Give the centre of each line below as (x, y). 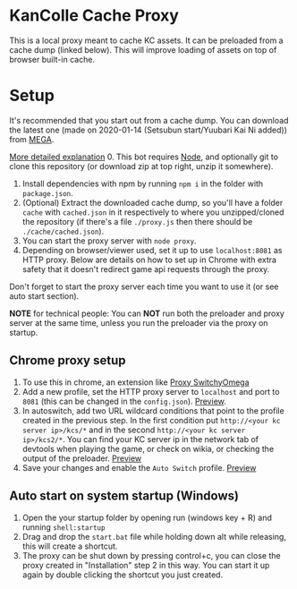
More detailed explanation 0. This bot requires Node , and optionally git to (144, 157)
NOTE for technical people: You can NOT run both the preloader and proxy (147, 313)
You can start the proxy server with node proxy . (109, 240)
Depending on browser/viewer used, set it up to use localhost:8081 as (152, 250)
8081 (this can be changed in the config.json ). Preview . (124, 401)
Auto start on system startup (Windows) (124, 496)
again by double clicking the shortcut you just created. (123, 575)
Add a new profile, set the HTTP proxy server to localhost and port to (151, 391)
